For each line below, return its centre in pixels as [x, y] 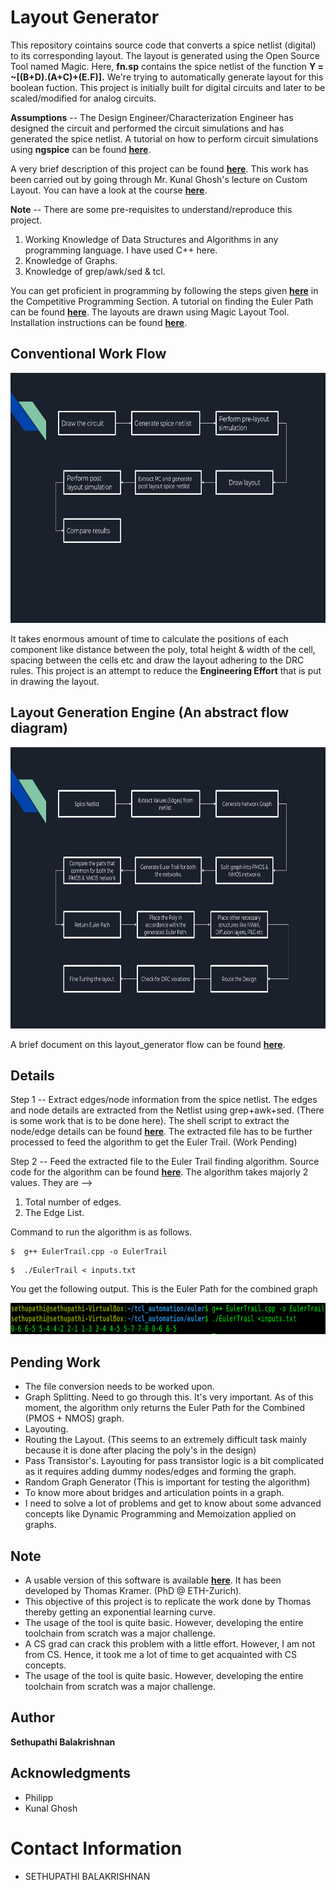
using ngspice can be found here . [81, 149]
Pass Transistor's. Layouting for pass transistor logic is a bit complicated [174, 1461]
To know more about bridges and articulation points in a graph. [154, 1493]
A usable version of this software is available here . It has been [153, 1580]
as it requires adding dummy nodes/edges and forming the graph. [160, 1472]
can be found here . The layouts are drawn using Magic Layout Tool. [150, 312]
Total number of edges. [73, 1202]
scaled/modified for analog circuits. [83, 98]
